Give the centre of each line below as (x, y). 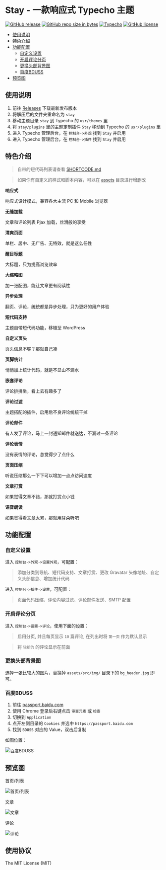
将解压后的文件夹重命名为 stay (44, 114)
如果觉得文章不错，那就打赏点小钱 (40, 496)
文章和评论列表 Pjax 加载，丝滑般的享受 (45, 222)
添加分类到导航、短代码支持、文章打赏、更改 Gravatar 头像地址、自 (86, 572)
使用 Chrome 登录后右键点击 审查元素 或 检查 (56, 711)
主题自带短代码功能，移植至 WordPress (45, 327)
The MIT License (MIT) (28, 863)
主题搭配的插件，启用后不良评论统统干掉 (46, 412)
